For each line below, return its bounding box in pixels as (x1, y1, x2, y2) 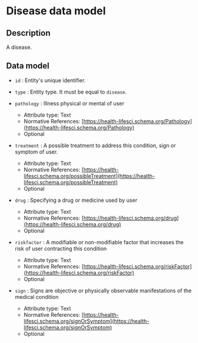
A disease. (6, 43, 32, 51)
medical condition (14, 293, 59, 300)
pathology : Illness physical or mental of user (14, 99, 125, 107)
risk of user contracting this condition (14, 245, 107, 252)
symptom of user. (14, 148, 58, 155)
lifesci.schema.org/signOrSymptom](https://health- (23, 317, 150, 325)
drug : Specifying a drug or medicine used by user (14, 197, 138, 204)
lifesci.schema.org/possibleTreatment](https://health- (23, 172, 155, 179)
